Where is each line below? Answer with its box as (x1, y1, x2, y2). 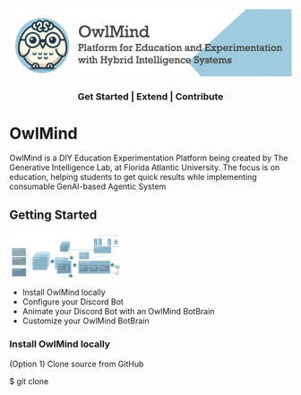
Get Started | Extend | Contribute (77, 90, 224, 102)
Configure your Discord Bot (21, 296, 124, 307)
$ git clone (9, 375, 49, 386)
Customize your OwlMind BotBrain (21, 315, 150, 326)
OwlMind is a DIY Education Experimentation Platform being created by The (9, 152, 288, 164)
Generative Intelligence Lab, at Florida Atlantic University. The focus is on (9, 162, 280, 173)
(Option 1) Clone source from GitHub (9, 358, 144, 369)
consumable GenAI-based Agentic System (9, 181, 167, 192)
